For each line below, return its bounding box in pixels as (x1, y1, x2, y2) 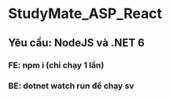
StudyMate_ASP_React (8, 5, 163, 23)
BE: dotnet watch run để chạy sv (8, 80, 135, 91)
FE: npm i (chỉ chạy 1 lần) (8, 60, 105, 71)
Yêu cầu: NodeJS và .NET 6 (8, 36, 146, 49)
